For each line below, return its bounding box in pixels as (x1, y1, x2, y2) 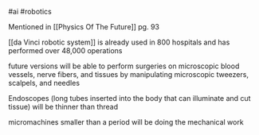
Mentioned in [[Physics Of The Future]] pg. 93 (8, 22, 160, 31)
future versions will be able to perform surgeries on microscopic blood (8, 61, 240, 71)
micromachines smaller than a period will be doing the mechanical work (8, 118, 245, 126)
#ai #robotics (8, 7, 52, 16)
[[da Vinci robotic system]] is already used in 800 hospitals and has (8, 37, 230, 47)
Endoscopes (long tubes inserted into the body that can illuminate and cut (8, 94, 251, 102)
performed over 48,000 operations (8, 46, 123, 55)
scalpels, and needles (8, 79, 80, 87)
